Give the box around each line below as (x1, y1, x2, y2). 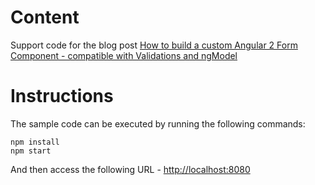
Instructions (10, 85, 114, 108)
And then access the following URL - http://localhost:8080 (10, 163, 251, 175)
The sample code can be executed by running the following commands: (10, 117, 306, 130)
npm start (10, 146, 52, 156)
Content (10, 6, 80, 29)
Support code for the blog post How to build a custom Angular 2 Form (10, 39, 298, 51)
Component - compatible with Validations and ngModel (10, 49, 238, 61)
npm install (10, 137, 60, 147)
